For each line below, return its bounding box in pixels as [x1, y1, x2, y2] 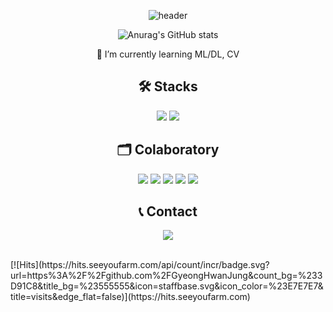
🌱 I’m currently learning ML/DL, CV [96, 48, 240, 60]
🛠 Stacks [138, 78, 198, 95]
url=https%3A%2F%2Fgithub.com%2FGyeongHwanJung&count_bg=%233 [10, 270, 323, 282]
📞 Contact [138, 203, 198, 220]
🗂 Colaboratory [116, 141, 220, 159]
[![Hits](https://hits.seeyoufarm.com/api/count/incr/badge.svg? [10, 259, 270, 271]
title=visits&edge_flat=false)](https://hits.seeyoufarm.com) [10, 291, 251, 303]
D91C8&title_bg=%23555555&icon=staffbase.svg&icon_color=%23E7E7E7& [10, 280, 324, 292]
